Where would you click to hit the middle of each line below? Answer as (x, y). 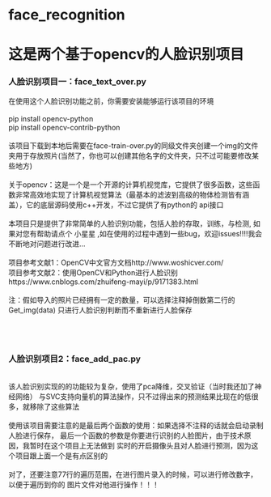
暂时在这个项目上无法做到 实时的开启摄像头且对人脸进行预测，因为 (140, 445)
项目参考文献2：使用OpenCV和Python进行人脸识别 (93, 272)
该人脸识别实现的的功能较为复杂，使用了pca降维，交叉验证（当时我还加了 (131, 386)
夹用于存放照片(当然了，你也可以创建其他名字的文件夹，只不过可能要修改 (130, 155)
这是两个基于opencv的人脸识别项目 (126, 55)
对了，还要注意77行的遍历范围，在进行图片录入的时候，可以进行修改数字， (133, 474)
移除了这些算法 (54, 406)
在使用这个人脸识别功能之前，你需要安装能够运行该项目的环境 (111, 101)
